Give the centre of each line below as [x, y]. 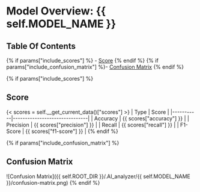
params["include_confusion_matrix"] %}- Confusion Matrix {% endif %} [95, 67]
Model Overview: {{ [56, 11]
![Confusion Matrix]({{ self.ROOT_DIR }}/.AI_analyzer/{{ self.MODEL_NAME [98, 176]
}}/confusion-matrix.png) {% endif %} [53, 182]
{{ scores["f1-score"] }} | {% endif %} [72, 131]
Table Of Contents [41, 46]
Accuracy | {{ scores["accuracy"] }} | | [141, 118]
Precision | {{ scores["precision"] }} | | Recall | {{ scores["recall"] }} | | [92, 125]
